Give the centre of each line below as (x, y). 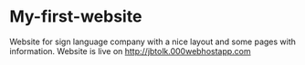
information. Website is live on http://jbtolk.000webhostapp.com (130, 51)
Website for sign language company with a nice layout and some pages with (153, 42)
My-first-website (76, 17)
